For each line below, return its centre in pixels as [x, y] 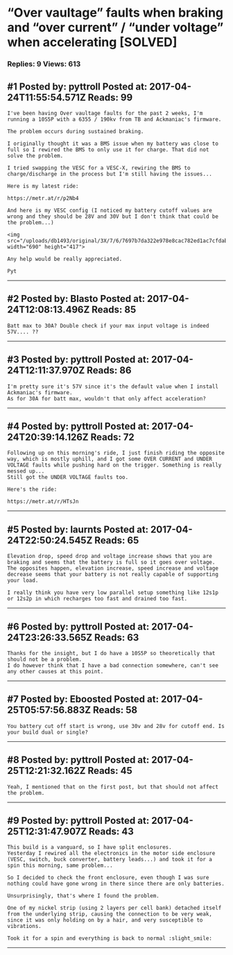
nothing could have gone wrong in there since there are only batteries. [116, 884]
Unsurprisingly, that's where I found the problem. [83, 896]
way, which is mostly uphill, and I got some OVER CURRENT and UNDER [110, 459]
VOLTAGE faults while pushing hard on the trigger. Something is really [114, 465]
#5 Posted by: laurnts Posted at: [78, 529]
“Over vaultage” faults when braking [115, 13]
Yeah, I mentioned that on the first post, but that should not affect [113, 787]
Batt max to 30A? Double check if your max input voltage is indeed [108, 326]
